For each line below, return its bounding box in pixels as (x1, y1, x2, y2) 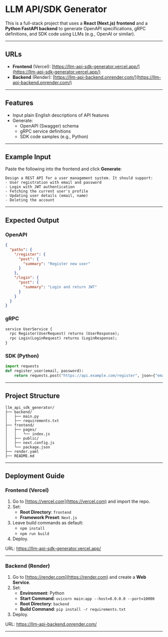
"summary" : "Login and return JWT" (23, 284, 97, 289)
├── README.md (5, 453, 35, 458)
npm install (19, 526, 45, 531)
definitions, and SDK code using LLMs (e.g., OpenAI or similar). (5, 31, 135, 37)
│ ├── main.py (5, 413, 39, 419)
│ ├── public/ (5, 436, 39, 441)
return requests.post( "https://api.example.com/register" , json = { (14, 373, 155, 378)
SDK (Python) (5, 353, 39, 360)
